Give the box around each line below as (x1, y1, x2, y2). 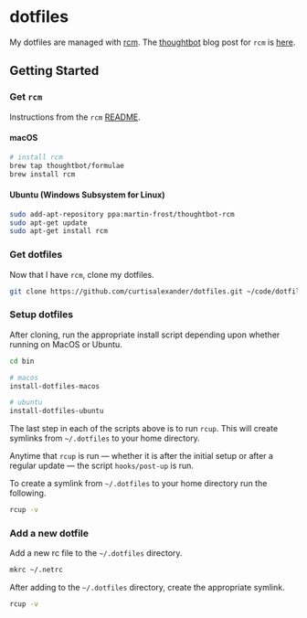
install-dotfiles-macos (9, 381, 101, 390)
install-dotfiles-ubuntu (9, 407, 104, 416)
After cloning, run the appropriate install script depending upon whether (9, 329, 281, 340)
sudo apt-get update (9, 218, 89, 228)
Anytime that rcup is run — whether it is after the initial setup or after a (9, 451, 274, 462)
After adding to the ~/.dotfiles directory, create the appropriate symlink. (9, 582, 285, 593)
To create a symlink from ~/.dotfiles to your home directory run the (9, 478, 268, 489)
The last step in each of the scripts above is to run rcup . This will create (9, 423, 279, 434)
